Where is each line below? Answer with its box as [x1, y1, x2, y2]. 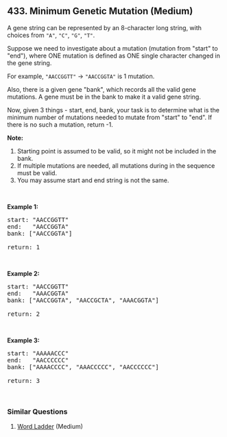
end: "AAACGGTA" [7, 289, 69, 297]
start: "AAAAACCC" [7, 349, 69, 357]
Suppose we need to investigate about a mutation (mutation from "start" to [7, 44, 218, 52]
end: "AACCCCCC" [7, 356, 69, 364]
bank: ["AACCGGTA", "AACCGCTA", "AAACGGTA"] [7, 296, 160, 304]
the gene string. [7, 58, 52, 67]
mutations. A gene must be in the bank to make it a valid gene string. [7, 92, 201, 101]
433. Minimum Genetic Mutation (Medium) [7, 5, 193, 17]
